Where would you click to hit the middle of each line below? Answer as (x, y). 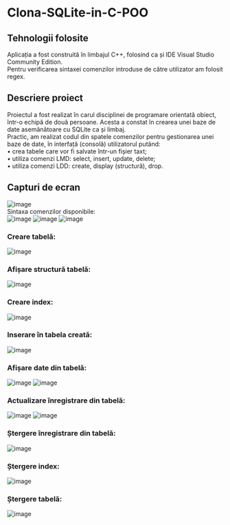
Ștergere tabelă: (35, 499)
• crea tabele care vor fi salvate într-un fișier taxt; (77, 151)
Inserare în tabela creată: (50, 335)
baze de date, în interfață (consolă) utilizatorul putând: (84, 144)
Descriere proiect (45, 98)
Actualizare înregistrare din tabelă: (66, 400)
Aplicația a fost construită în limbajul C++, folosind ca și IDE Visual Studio (111, 54)
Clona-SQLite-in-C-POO (78, 13)
